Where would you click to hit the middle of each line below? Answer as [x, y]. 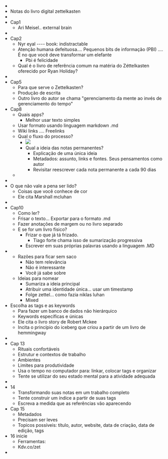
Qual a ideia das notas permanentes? [64, 148]
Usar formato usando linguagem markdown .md [68, 125]
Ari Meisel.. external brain [45, 28]
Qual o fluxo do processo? [45, 136]
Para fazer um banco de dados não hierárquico [67, 311]
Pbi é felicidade [42, 60]
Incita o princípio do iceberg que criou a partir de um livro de [82, 327]
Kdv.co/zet [29, 447]
